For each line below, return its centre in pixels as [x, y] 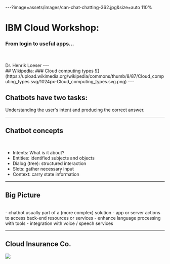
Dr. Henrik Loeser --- [27, 65]
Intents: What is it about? [38, 153]
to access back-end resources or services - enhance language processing [83, 218]
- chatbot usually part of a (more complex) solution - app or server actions [83, 212]
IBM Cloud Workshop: [52, 28]
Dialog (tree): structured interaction [49, 163]
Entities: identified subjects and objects [54, 158]
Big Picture [23, 195]
